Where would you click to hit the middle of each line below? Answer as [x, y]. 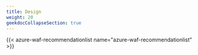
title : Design [24, 12]
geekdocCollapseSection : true [44, 23]
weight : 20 [20, 17]
